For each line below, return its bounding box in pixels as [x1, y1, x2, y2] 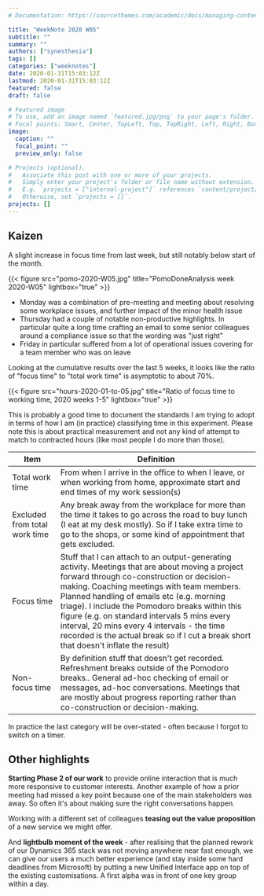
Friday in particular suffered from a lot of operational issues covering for [19, 339, 254, 348]
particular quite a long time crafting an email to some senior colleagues [19, 322, 250, 332]
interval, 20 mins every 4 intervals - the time [60, 620, 225, 631]
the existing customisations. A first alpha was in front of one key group [8, 871, 237, 880]
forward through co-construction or [60, 571, 194, 582]
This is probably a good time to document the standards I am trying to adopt [8, 409, 255, 419]
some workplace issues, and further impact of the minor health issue [19, 306, 243, 315]
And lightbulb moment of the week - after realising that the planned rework [8, 838, 254, 847]
